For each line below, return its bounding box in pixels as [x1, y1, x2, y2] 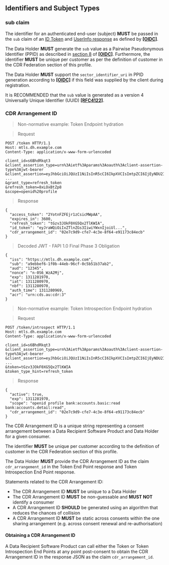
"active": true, [10, 392, 44, 397]
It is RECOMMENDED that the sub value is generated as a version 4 [5, 92, 144, 98]
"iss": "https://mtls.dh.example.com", [10, 257, 94, 262]
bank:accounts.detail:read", [5, 405, 66, 410]
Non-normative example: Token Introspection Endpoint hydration [17, 305, 152, 311]
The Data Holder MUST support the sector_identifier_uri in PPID [5, 71, 144, 77]
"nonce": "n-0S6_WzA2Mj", [10, 270, 64, 275]
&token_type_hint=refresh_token [5, 369, 73, 374]
